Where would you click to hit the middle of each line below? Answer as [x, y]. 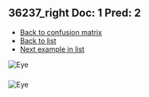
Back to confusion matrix [61, 32]
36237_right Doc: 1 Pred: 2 [74, 13]
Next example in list [52, 49]
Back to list [38, 41]
